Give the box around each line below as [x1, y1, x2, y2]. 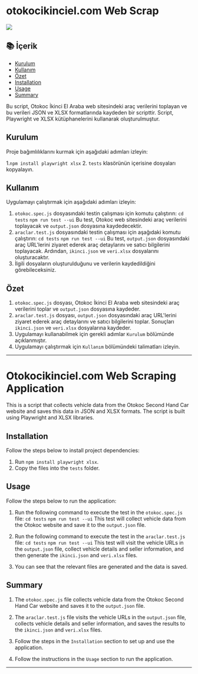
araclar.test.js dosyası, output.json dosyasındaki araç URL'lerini [14, 312, 177, 319]
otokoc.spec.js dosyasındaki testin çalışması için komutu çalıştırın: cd [14, 210, 184, 217]
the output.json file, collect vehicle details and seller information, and [14, 545, 184, 552]
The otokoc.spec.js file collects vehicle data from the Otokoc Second [14, 595, 184, 603]
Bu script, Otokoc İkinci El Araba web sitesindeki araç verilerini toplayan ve [6, 102, 187, 110]
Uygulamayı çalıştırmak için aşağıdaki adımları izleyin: [6, 198, 137, 206]
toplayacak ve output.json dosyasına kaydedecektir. [14, 223, 143, 230]
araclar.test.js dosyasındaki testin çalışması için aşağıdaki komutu [14, 229, 181, 236]
